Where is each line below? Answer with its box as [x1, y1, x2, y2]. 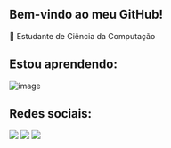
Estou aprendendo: [9, 57, 118, 72]
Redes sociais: [9, 106, 92, 121]
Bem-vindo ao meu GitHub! [9, 7, 163, 22]
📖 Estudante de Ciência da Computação [9, 30, 156, 41]
